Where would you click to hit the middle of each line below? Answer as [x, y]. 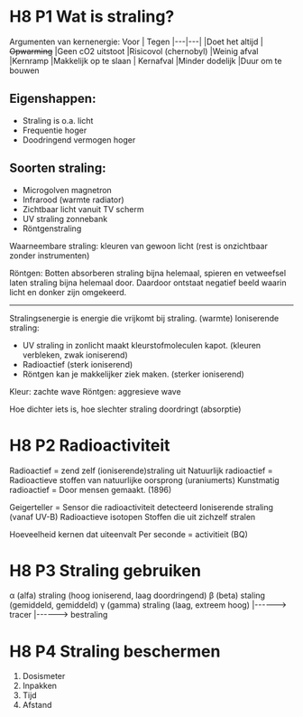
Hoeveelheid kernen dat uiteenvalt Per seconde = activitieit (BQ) [129, 534]
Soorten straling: [58, 168]
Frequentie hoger [55, 130]
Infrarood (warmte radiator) [73, 200]
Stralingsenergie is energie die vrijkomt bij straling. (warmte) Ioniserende [144, 318]
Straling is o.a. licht [58, 120]
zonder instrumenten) [50, 256]
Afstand [37, 705]
